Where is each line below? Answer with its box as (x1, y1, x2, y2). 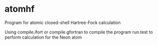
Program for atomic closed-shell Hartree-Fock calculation (4, 20, 121, 25)
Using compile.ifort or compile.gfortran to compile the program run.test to (4, 29, 153, 35)
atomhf (4, 3, 35, 15)
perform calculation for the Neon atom (4, 34, 82, 40)
